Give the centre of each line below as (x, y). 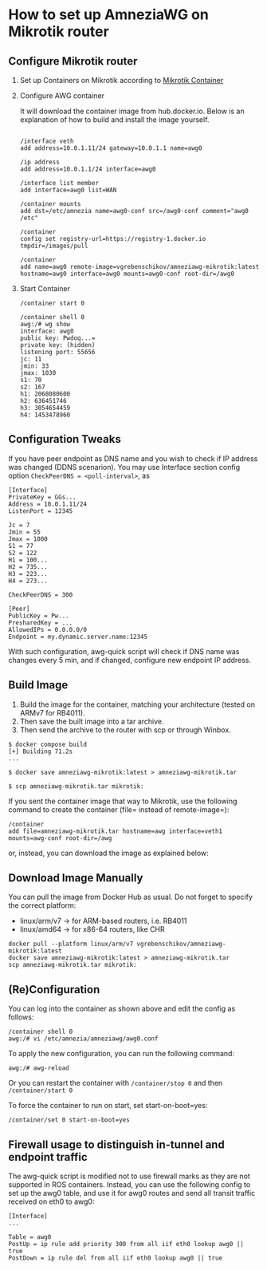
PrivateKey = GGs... (43, 497)
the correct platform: (42, 905)
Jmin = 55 (25, 532)
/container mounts (50, 204)
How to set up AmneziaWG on (108, 15)
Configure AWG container (62, 96)
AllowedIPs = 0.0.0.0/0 (48, 629)
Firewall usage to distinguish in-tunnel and (116, 1144)
